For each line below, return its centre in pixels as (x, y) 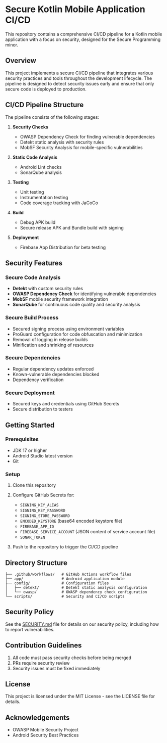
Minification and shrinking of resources (53, 345)
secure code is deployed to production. (46, 89)
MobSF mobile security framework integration (60, 299)
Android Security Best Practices (46, 735)
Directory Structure (36, 563)
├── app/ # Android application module (65, 579)
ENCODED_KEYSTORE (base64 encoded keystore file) (71, 521)
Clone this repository (34, 485)
